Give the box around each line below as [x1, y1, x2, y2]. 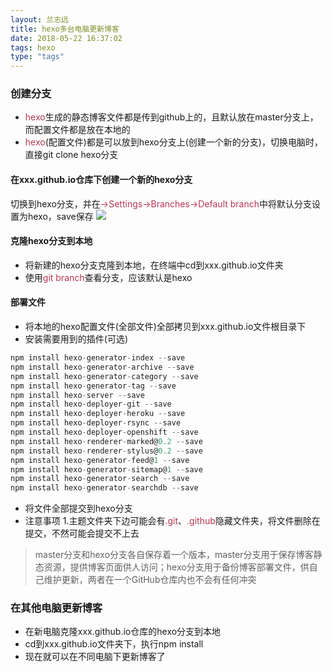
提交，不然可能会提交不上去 [24, 527, 140, 540]
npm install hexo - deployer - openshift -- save [10, 427, 199, 438]
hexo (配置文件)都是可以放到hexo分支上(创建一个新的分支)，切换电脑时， [24, 136, 323, 148]
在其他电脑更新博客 [10, 601, 103, 615]
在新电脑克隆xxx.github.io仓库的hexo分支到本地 [24, 626, 222, 638]
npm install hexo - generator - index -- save [10, 353, 186, 363]
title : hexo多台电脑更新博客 [10, 24, 120, 34]
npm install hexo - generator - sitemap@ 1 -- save [10, 464, 203, 475]
